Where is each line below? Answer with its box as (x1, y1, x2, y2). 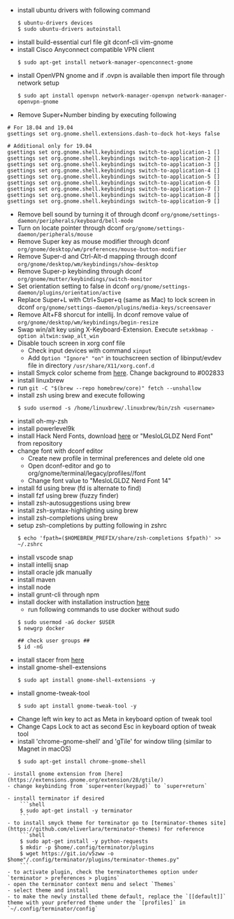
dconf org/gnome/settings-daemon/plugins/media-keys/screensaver (17, 303, 212, 311)
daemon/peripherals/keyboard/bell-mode (17, 217, 134, 224)
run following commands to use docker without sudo (27, 606, 180, 613)
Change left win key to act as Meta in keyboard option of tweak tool (17, 715, 212, 723)
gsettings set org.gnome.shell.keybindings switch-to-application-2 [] (7, 155, 220, 162)
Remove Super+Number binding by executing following (17, 111, 177, 118)
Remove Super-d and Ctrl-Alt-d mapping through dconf (17, 252, 177, 260)
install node (17, 583, 51, 591)
